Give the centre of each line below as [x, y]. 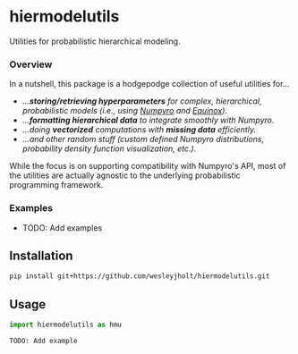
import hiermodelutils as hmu [66, 325]
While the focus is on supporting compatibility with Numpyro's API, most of [148, 166]
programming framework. [56, 185]
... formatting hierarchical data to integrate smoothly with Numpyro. [148, 120]
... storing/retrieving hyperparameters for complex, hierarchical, [142, 101]
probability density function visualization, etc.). [109, 148]
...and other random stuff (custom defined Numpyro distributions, [143, 139]
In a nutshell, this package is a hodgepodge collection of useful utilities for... [149, 84]
